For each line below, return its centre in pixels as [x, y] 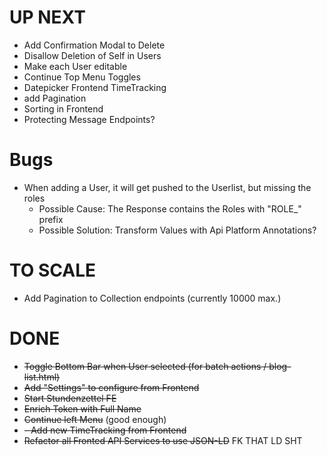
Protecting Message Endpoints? [89, 119]
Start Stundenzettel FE [70, 398]
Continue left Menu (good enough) [95, 419]
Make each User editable [75, 66]
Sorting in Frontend [63, 108]
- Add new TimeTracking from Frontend [105, 430]
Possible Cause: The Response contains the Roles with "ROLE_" [170, 208]
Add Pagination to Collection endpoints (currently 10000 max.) [152, 298]
